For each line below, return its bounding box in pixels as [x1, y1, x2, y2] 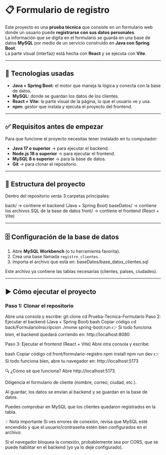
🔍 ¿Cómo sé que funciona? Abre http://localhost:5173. [5, 367, 116, 374]
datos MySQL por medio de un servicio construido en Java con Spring [5, 40, 150, 45]
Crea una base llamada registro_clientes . [12, 254, 100, 260]
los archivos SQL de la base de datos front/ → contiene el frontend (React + [5, 208, 160, 214]
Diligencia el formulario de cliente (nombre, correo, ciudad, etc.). [5, 379, 137, 385]
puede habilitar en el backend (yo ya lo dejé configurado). [5, 444, 123, 450]
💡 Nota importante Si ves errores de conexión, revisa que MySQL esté [5, 418, 148, 424]
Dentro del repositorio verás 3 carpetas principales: [5, 193, 110, 199]
